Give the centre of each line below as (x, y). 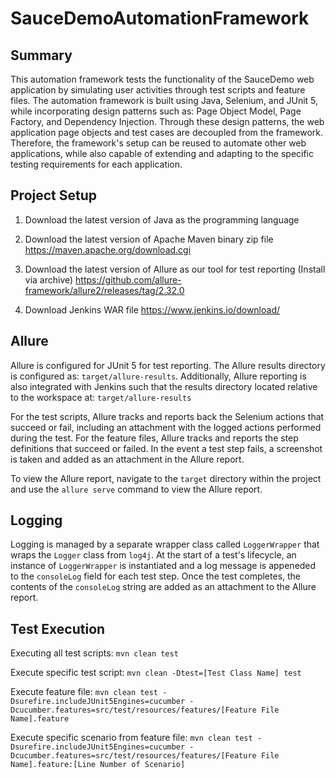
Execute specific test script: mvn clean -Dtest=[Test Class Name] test (156, 673)
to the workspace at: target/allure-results (101, 397)
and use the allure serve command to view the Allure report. (136, 489)
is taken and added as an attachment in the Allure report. (127, 459)
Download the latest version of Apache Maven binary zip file (149, 239)
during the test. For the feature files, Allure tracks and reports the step (154, 438)
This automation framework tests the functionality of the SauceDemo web (162, 79)
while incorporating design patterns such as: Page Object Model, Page (156, 111)
